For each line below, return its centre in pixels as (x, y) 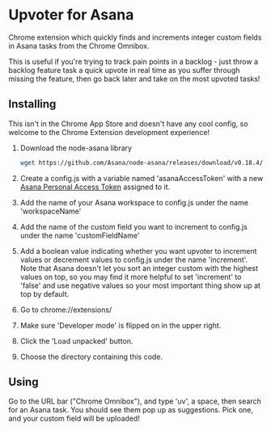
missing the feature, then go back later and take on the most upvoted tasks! (134, 78)
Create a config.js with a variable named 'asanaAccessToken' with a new (142, 178)
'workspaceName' (51, 211)
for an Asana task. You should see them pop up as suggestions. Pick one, (131, 410)
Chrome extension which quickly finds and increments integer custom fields (135, 37)
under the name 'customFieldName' (80, 235)
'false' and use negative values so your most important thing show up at (140, 285)
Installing (32, 104)
